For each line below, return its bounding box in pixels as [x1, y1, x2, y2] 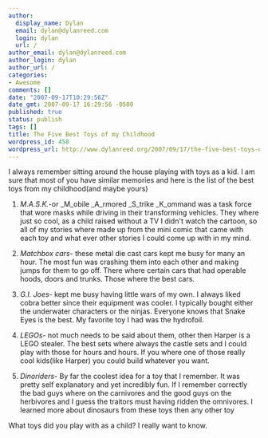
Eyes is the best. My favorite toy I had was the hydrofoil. [19, 315, 205, 325]
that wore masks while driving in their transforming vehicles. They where [19, 208, 259, 218]
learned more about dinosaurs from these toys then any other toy [19, 405, 235, 415]
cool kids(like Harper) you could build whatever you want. [19, 356, 210, 365]
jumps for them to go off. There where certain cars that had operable [19, 266, 246, 275]
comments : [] [8, 85, 52, 94]
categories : [8, 71, 48, 79]
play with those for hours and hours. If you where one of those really [19, 348, 246, 357]
